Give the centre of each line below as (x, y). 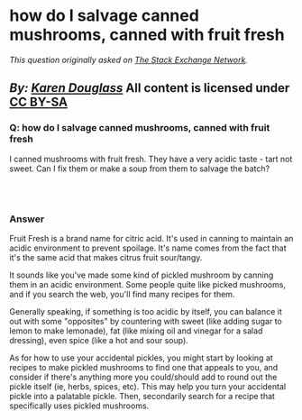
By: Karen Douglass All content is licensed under (150, 88)
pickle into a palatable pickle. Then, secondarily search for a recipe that (142, 396)
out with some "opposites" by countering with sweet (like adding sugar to (146, 321)
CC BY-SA (38, 102)
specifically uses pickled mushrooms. (79, 406)
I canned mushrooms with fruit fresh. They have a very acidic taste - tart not (151, 159)
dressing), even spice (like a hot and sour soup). (99, 340)
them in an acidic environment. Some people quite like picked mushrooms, (148, 284)
